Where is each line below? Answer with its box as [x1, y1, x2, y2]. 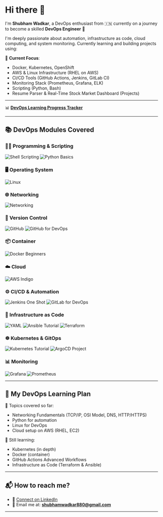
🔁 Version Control [5, 214, 48, 221]
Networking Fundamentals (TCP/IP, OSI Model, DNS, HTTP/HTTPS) [12, 412, 147, 418]
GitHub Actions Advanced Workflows [12, 457, 87, 463]
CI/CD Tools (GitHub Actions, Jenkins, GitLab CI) [12, 75, 110, 81]
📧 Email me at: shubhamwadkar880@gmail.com [12, 501, 111, 507]
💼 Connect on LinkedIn [12, 496, 58, 502]
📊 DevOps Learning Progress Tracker [5, 105, 83, 110]
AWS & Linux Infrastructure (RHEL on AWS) [12, 70, 98, 75]
